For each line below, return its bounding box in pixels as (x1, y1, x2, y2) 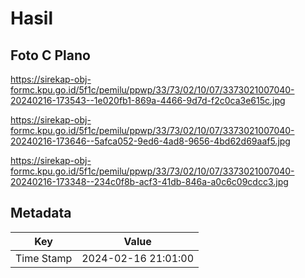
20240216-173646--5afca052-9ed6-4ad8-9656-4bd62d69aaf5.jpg (10, 135, 291, 147)
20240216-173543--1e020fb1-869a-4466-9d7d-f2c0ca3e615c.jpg (10, 95, 286, 106)
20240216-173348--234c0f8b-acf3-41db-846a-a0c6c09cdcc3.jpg (10, 176, 289, 187)
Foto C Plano (10, 47, 91, 64)
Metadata (10, 205, 72, 222)
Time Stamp (15, 251, 73, 265)
